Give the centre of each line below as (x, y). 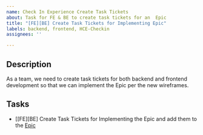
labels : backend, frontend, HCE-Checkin (58, 29)
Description (29, 64)
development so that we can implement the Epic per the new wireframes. (98, 85)
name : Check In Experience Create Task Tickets (68, 12)
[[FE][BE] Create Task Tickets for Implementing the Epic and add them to (106, 119)
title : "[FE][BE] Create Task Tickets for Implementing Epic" (86, 23)
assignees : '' (24, 35)
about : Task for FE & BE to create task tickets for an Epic (86, 18)
